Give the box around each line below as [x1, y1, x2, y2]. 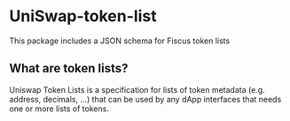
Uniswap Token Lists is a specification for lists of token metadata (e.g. [9, 84, 266, 95]
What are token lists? [9, 61, 129, 76]
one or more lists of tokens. [9, 103, 109, 114]
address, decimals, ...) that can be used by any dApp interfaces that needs [9, 94, 282, 104]
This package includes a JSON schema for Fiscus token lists [9, 35, 231, 46]
